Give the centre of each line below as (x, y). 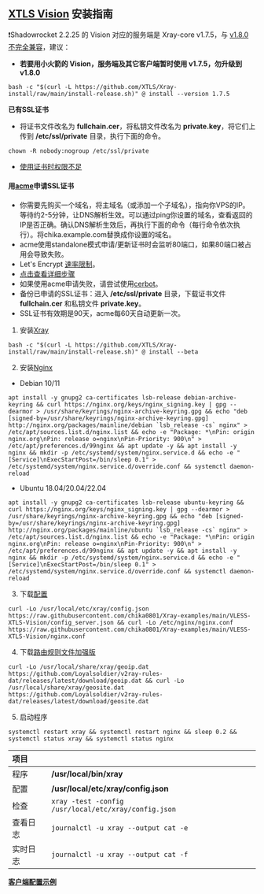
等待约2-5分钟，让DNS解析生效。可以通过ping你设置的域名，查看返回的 (136, 215)
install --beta (174, 352)
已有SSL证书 (29, 109)
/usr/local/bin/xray (87, 774)
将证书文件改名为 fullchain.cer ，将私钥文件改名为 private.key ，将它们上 (137, 126)
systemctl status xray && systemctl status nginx (91, 739)
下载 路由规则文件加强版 (57, 652)
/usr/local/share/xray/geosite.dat (66, 688)
